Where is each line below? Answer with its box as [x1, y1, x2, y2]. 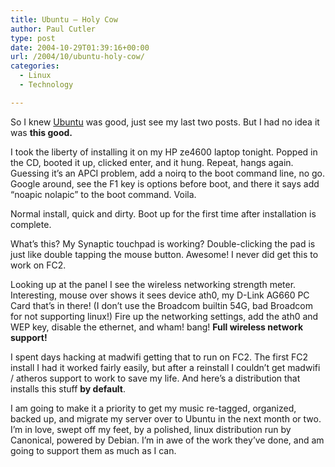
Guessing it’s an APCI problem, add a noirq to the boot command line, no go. [10, 167, 326, 179]
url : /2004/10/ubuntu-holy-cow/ [10, 52, 145, 62]
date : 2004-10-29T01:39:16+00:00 [10, 42, 150, 53]
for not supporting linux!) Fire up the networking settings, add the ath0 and [10, 310, 319, 322]
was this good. [10, 126, 73, 138]
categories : [10, 61, 60, 71]
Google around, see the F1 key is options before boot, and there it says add [10, 177, 320, 190]
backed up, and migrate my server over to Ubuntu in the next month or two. [10, 412, 322, 425]
